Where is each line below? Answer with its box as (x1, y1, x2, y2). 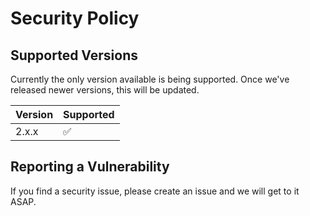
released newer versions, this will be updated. (10, 84, 200, 96)
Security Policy (10, 7, 140, 30)
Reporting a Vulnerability (10, 158, 170, 176)
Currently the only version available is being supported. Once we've (10, 73, 290, 85)
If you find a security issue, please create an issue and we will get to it (10, 185, 300, 197)
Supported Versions (10, 47, 138, 64)
